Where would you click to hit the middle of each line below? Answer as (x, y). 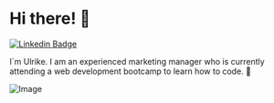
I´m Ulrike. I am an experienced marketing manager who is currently (137, 61)
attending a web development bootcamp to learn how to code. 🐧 (131, 71)
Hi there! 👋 (50, 19)
